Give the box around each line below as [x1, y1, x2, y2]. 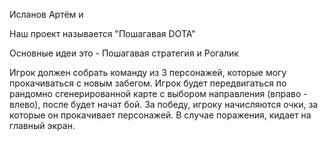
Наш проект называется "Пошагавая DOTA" [9, 28, 196, 39]
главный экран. [9, 120, 76, 131]
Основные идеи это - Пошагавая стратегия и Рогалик [9, 47, 239, 59]
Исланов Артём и [9, 9, 84, 20]
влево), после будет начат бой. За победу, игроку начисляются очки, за [9, 99, 319, 110]
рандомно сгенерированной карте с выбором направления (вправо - [9, 88, 308, 99]
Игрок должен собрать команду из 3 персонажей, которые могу [9, 67, 287, 78]
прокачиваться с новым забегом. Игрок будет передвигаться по [9, 77, 287, 89]
